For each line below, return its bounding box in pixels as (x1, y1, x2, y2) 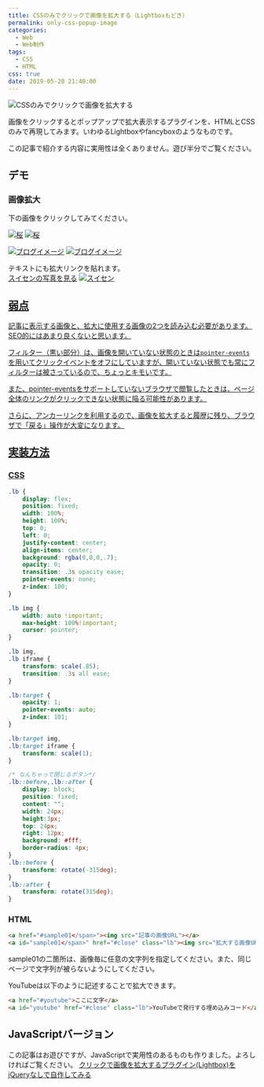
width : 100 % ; (22, 509, 65, 518)
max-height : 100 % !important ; (22, 619, 118, 627)
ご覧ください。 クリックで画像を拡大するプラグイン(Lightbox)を (28, 1059, 236, 1069)
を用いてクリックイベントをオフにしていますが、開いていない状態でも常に (8, 357, 249, 367)
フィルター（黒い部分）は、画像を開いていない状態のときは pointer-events (8, 348, 250, 357)
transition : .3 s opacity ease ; (22, 568, 125, 576)
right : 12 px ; (22, 830, 65, 837)
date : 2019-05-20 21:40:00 (8, 77, 97, 85)
